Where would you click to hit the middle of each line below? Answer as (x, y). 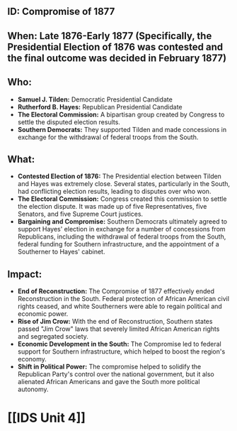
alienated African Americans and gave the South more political (109, 382)
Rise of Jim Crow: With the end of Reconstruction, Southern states (115, 322)
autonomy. (33, 389)
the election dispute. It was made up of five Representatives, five (112, 207)
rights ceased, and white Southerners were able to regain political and (120, 306)
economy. (32, 359)
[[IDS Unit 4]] (47, 418)
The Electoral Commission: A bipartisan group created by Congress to (121, 114)
